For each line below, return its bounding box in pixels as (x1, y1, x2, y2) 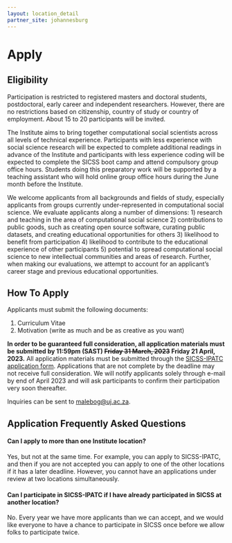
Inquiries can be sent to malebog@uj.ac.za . (7, 397, 131, 406)
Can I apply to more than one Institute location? (7, 437, 147, 445)
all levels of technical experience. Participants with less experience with (7, 135, 213, 144)
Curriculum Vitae (17, 319, 66, 327)
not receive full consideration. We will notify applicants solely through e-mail (7, 369, 226, 378)
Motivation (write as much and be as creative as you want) (17, 326, 185, 335)
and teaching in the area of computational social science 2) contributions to (7, 215, 223, 224)
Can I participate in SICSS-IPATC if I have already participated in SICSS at (7, 490, 222, 499)
